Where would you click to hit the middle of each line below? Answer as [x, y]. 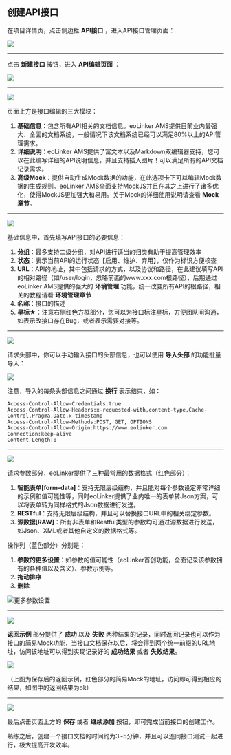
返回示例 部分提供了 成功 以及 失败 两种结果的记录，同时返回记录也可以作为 [114, 634]
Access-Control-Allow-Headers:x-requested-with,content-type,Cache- [107, 410]
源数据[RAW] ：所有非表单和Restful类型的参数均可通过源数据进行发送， [118, 522]
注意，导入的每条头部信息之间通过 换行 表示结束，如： [84, 390]
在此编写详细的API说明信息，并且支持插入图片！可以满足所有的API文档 [123, 160]
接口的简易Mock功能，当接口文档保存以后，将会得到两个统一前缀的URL [108, 643]
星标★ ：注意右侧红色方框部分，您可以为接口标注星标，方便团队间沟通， [120, 312]
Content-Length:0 [32, 440]
